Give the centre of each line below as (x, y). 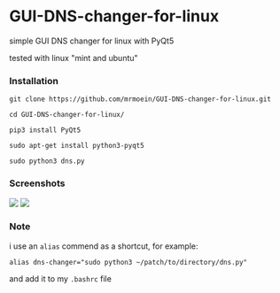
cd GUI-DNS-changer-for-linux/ (67, 115)
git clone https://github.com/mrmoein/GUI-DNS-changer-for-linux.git (140, 99)
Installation (34, 81)
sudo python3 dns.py (47, 161)
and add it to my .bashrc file (61, 278)
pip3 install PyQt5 (45, 130)
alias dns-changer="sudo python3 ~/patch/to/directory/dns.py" (128, 262)
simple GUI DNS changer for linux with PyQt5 (92, 41)
